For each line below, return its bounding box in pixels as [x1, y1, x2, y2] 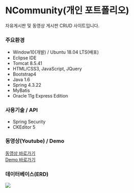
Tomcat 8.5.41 [12, 60, 42, 66]
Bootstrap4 [12, 71, 37, 77]
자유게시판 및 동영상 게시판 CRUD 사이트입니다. [5, 22, 100, 29]
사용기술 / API [5, 107, 38, 114]
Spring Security [12, 118, 46, 125]
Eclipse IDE [12, 55, 37, 61]
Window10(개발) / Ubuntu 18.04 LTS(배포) [12, 49, 99, 55]
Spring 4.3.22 [12, 82, 42, 88]
